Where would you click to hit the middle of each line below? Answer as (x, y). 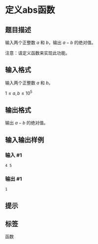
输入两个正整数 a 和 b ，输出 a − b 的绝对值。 (50, 43)
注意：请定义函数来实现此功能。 (37, 53)
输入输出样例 (25, 140)
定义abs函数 (30, 10)
